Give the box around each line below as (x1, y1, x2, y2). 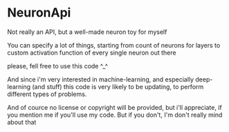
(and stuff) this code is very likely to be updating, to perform (32, 82, 204, 91)
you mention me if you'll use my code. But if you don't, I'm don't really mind (7, 111, 223, 119)
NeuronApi (7, 5, 71, 21)
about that (7, 117, 37, 126)
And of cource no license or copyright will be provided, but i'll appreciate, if (7, 103, 223, 111)
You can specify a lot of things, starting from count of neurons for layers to (7, 41, 221, 49)
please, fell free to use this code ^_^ (7, 62, 109, 70)
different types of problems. (7, 90, 87, 98)
